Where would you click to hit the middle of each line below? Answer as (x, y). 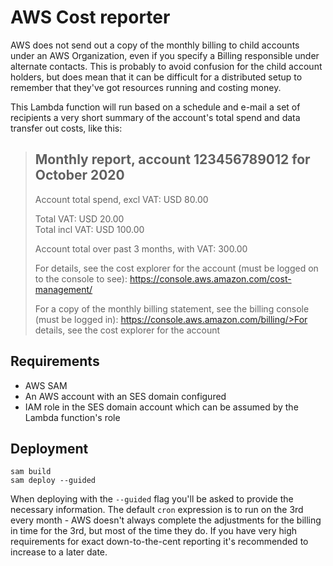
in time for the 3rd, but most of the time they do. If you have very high (154, 531)
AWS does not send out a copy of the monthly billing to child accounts (155, 45)
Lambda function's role (72, 417)
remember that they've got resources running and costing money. (146, 87)
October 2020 (79, 175)
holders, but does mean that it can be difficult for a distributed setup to (156, 77)
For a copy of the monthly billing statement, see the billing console (172, 308)
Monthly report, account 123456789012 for (172, 159)
